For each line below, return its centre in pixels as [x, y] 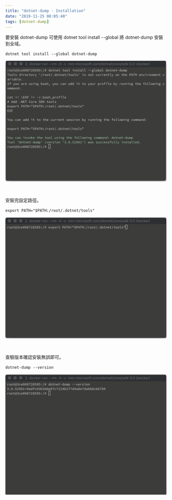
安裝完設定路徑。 [23, 200]
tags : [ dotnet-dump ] [27, 21]
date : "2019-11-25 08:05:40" [36, 16]
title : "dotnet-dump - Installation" [46, 11]
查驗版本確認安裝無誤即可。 [35, 357]
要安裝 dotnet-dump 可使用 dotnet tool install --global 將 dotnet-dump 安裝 [84, 37]
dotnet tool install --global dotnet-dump [51, 54]
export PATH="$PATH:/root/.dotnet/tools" [50, 210]
